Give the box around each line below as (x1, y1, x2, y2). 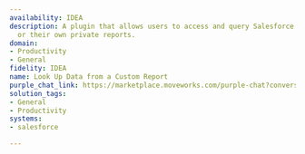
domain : (9, 38, 39, 48)
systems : (9, 114, 43, 123)
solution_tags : (9, 89, 67, 98)
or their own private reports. (17, 30, 136, 39)
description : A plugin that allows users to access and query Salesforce (9, 22, 295, 31)
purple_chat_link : (9, 81, 79, 90)
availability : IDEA (9, 13, 84, 23)
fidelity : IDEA (9, 64, 67, 73)
